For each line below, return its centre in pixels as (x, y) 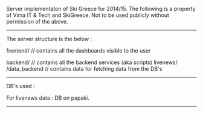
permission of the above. (37, 21)
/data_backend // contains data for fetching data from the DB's (84, 69)
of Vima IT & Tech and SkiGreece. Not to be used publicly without (88, 15)
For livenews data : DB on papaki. (48, 98)
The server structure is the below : (49, 39)
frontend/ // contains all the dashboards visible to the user (79, 50)
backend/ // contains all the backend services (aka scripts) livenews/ (92, 62)
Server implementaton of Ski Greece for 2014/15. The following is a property (101, 9)
